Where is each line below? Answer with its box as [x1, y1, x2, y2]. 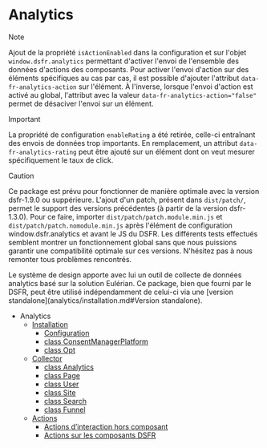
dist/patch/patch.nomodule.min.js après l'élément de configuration [8, 220, 233, 230]
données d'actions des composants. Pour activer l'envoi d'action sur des [8, 64, 249, 74]
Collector [31, 353, 63, 363]
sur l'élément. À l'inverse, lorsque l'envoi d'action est [78, 82, 254, 91]
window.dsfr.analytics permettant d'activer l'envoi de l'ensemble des [8, 56, 239, 66]
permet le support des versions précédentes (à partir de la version [8, 203, 229, 213]
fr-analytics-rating [8, 148, 78, 156]
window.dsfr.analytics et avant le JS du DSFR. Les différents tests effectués [8, 228, 258, 238]
